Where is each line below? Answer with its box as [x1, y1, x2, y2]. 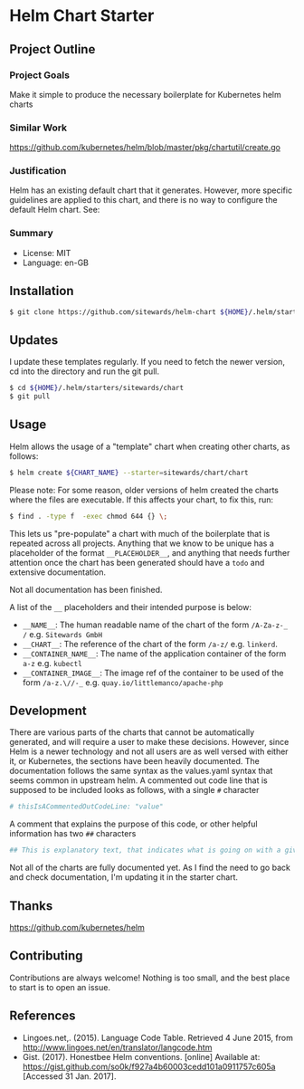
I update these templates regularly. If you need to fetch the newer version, [9, 357, 285, 368]
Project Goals [9, 69, 71, 81]
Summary [9, 227, 54, 240]
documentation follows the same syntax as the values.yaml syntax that [9, 766, 273, 777]
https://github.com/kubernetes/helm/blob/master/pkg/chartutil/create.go [9, 142, 280, 153]
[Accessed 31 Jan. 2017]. [22, 1070, 117, 1082]
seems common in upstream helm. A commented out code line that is [9, 775, 269, 786]
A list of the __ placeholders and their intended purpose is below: [9, 601, 252, 612]
